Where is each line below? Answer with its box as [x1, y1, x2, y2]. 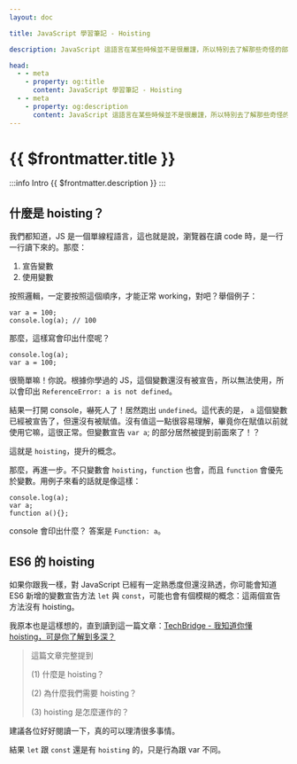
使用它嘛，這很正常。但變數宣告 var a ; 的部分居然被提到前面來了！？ [9, 427, 261, 438]
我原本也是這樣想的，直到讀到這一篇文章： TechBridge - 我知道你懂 [9, 620, 253, 631]
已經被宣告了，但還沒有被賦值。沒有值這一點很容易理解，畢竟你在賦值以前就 [9, 416, 288, 426]
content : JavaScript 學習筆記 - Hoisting [32, 86, 183, 95]
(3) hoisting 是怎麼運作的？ [30, 706, 130, 718]
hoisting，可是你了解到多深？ [9, 631, 117, 643]
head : [9, 61, 29, 70]
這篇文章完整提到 [30, 651, 94, 661]
